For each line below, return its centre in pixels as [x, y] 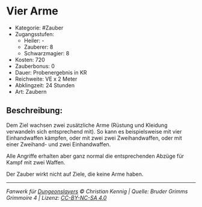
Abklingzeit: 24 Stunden [45, 85]
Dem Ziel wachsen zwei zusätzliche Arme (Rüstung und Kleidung [87, 125]
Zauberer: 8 [38, 47]
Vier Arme [32, 11]
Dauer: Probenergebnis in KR [51, 72]
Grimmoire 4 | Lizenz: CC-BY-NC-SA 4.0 [57, 197]
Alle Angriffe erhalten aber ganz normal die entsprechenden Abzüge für [95, 156]
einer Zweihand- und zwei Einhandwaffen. [59, 144]
